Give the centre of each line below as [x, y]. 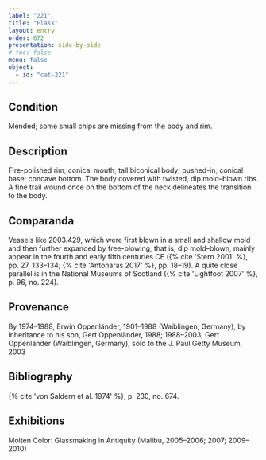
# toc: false [30, 53]
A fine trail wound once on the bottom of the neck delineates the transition [130, 187]
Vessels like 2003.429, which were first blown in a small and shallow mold [129, 240]
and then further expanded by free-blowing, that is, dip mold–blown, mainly [132, 248]
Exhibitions [37, 421]
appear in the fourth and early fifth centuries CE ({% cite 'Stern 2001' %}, [128, 257]
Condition [33, 107]
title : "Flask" [33, 23]
